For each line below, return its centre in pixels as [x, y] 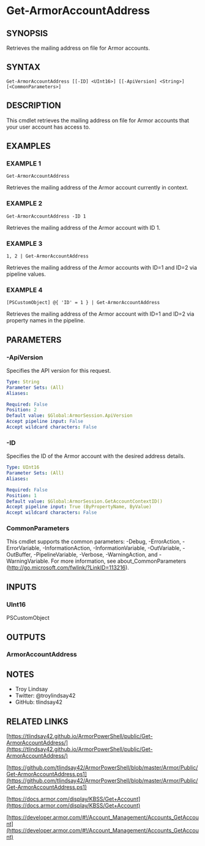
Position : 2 [21, 410]
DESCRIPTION [34, 106]
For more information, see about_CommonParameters [119, 561]
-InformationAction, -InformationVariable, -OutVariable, [112, 548]
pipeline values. [26, 274]
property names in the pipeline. [46, 321]
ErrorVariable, [24, 548]
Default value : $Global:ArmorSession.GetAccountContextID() [85, 501]
